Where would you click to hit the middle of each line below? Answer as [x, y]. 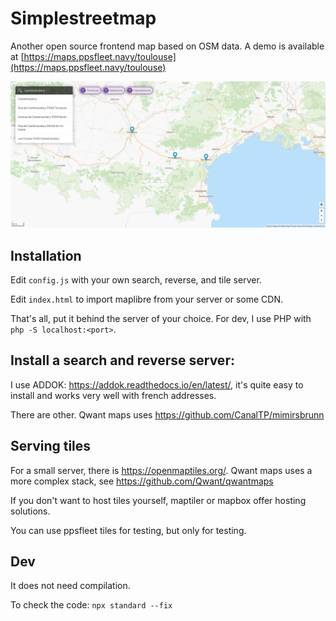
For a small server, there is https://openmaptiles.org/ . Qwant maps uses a [161, 470]
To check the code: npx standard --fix [91, 605]
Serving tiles [51, 446]
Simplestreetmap [83, 18]
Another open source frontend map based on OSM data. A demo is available [167, 46]
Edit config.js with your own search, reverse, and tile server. [136, 280]
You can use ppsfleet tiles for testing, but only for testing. [128, 530]
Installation [46, 255]
